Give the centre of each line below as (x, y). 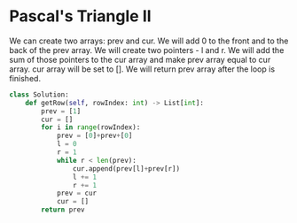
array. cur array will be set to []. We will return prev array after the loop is (142, 69)
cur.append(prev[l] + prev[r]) (126, 169)
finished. (25, 78)
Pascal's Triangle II (81, 16)
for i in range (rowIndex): (91, 127)
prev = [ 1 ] (61, 111)
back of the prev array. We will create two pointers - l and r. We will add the (147, 50)
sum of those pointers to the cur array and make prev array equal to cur (140, 59)
